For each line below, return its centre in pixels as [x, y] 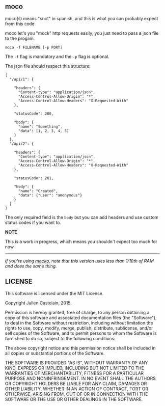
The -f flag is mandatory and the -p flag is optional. [57, 56]
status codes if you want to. [33, 222]
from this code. [20, 24]
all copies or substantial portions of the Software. [55, 353]
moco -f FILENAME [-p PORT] [34, 47]
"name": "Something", [40, 126]
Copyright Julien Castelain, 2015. [39, 303]
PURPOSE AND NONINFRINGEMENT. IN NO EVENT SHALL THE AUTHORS [81, 378]
